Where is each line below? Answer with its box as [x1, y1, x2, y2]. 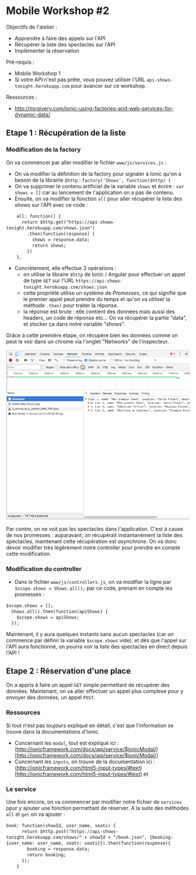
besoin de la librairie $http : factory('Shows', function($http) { [14, 177, 171, 184]
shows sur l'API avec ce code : [14, 201, 89, 208]
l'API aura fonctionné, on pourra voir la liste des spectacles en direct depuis [6, 643, 188, 650]
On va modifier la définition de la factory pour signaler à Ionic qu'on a [14, 170, 181, 177]
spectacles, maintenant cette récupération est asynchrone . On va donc [6, 538, 177, 545]
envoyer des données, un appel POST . [6, 694, 95, 701]
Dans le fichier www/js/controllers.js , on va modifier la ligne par [14, 578, 171, 585]
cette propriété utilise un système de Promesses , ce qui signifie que [23, 289, 187, 296]
